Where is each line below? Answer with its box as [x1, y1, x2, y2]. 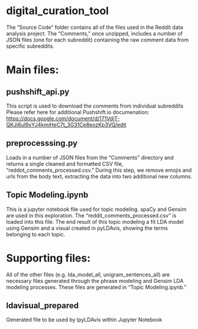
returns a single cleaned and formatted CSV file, [6, 160, 124, 167]
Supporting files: [6, 251, 91, 265]
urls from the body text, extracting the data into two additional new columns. [6, 172, 193, 180]
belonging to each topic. [6, 230, 66, 237]
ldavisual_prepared [6, 300, 79, 311]
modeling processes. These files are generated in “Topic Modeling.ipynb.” [6, 284, 187, 291]
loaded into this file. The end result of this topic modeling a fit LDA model [6, 218, 184, 225]
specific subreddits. [6, 43, 54, 50]
